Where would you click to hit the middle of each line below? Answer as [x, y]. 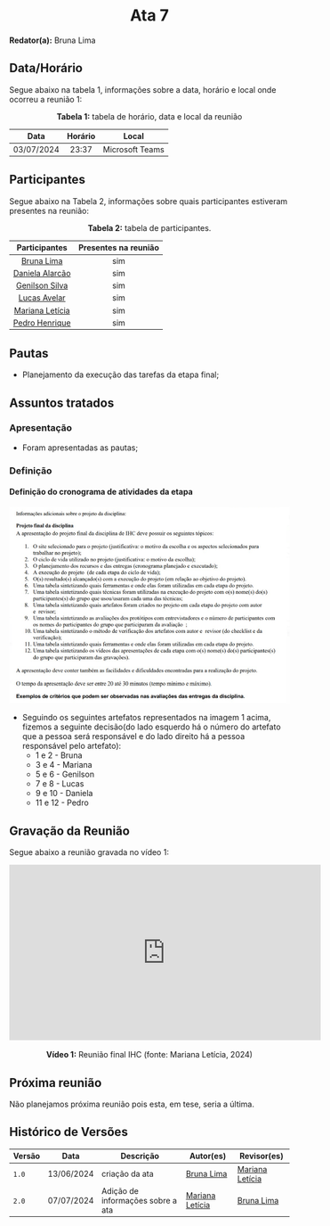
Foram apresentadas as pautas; [80, 448]
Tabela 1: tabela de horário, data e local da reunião [149, 116]
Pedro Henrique [42, 323]
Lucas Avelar [42, 298]
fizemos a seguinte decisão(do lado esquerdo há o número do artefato [152, 727]
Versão [27, 1156]
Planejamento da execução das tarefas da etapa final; [121, 374]
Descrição [140, 1156]
